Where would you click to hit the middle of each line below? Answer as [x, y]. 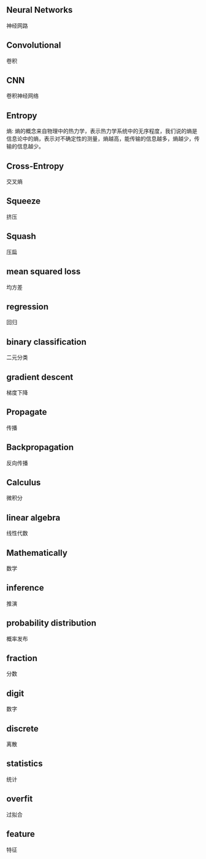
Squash [21, 236]
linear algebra [33, 517]
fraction [22, 658]
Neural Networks [40, 10]
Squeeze [24, 201]
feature [21, 834]
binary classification [47, 342]
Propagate [27, 412]
